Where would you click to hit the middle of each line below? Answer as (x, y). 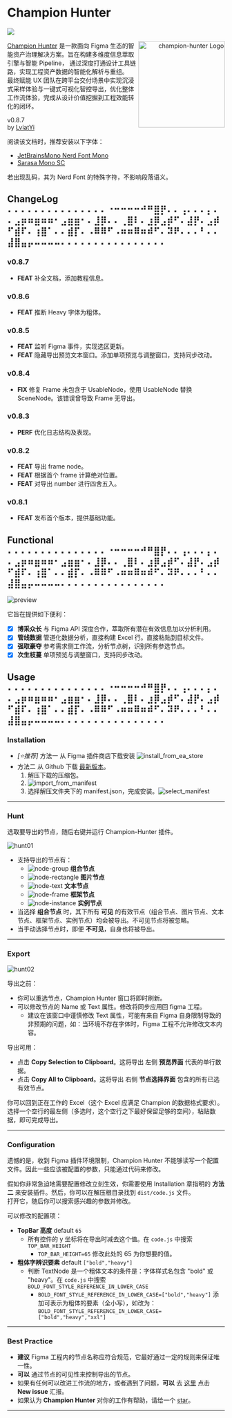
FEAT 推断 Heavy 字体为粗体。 (61, 312)
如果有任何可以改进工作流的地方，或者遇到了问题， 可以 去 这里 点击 (114, 1383)
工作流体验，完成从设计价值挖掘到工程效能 (68, 97)
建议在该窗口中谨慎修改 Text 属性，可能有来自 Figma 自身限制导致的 (124, 1015)
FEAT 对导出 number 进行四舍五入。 (69, 484)
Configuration (31, 1144)
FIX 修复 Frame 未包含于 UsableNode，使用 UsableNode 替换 (105, 389)
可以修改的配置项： (35, 1216)
